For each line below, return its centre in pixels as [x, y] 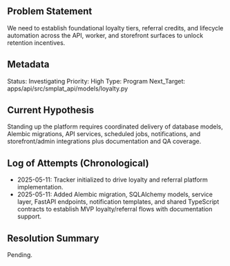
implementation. [40, 187]
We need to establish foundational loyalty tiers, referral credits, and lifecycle [115, 28]
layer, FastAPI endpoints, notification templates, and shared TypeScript [118, 202]
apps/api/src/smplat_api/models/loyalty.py [68, 88]
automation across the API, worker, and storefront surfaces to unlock [105, 35]
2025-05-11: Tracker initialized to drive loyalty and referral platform [113, 180]
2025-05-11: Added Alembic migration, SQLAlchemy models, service [115, 194]
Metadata [28, 65]
